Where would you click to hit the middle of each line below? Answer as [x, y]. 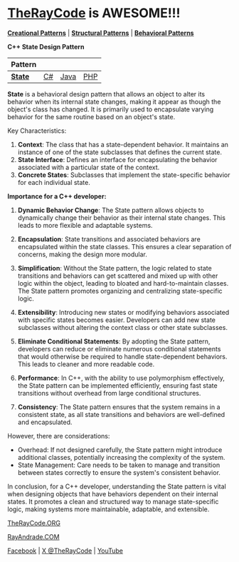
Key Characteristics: [37, 131]
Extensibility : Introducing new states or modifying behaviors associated [123, 312]
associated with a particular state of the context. [89, 167]
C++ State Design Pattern [46, 46]
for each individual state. [54, 182]
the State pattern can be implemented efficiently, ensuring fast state [118, 385]
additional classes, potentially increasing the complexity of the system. [121, 457]
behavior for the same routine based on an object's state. [91, 116]
